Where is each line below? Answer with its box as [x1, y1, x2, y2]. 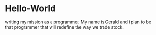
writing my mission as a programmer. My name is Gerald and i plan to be [5, 19, 151, 25]
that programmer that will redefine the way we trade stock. [5, 24, 124, 30]
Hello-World [5, 3, 56, 14]
